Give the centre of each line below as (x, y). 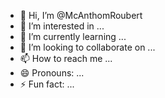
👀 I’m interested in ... (62, 26)
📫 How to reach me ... (66, 58)
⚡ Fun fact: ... (47, 84)
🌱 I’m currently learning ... (73, 36)
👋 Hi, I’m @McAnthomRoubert (81, 15)
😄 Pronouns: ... (52, 73)
